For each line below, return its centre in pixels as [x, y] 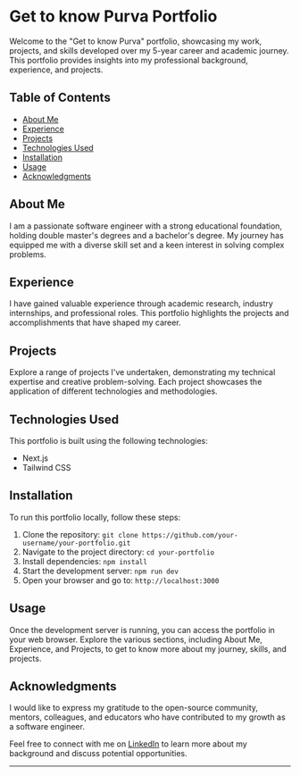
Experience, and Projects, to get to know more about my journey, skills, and [148, 648]
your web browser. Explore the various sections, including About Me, [136, 639]
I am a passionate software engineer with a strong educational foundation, [146, 226]
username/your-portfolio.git [76, 543]
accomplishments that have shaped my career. [95, 322]
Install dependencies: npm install [84, 561]
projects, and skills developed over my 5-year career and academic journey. [149, 50]
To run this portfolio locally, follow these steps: [95, 517]
